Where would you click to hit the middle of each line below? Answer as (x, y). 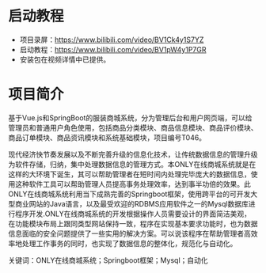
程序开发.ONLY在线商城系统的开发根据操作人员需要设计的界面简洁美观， (133, 214)
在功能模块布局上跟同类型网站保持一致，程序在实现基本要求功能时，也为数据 (133, 223)
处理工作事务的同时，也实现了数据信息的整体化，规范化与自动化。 (129, 243)
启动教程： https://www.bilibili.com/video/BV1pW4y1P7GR (113, 49)
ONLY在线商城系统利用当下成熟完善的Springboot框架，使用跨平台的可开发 (129, 194)
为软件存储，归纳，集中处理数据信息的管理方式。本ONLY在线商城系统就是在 (132, 164)
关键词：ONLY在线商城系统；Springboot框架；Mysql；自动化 (108, 260)
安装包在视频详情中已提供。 (65, 59)
